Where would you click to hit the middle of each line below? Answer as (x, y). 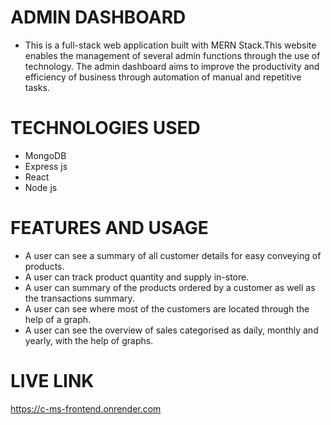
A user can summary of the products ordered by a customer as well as (170, 287)
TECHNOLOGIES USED (105, 128)
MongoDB (45, 155)
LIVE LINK (52, 381)
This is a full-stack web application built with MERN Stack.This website (170, 45)
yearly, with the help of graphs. (89, 340)
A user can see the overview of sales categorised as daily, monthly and (171, 330)
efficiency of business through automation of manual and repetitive (163, 77)
